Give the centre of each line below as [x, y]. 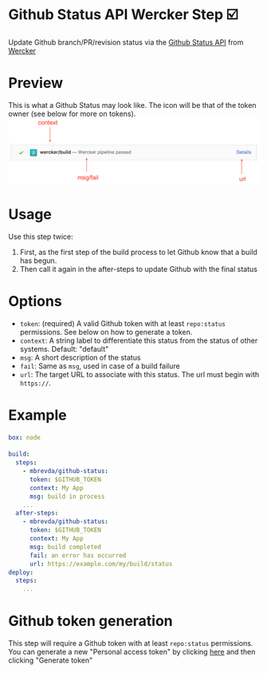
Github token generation [90, 621]
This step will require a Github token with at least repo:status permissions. [131, 643]
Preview [36, 83]
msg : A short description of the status [80, 357]
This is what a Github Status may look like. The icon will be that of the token [132, 105]
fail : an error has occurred [78, 556]
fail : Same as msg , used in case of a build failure [100, 366]
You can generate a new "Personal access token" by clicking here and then [132, 652]
